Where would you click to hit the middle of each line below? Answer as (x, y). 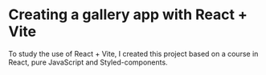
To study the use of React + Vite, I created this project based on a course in (133, 53)
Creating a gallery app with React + (128, 15)
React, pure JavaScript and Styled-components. (88, 62)
